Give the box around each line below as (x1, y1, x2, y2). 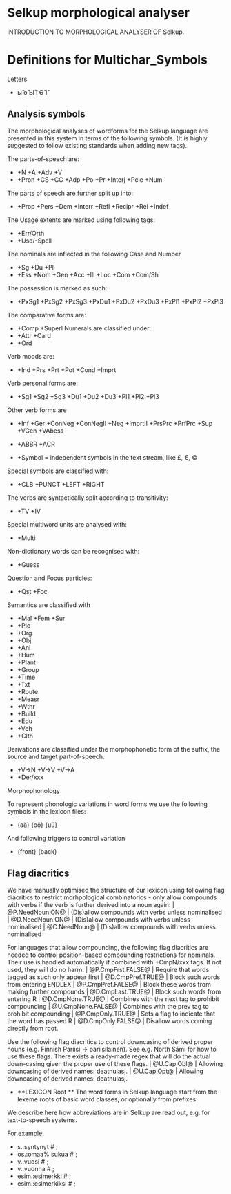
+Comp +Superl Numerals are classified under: (17, 324, 152, 333)
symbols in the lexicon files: (7, 807, 86, 815)
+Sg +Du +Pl (17, 263, 54, 271)
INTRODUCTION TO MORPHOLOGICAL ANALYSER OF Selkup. (7, 28, 185, 36)
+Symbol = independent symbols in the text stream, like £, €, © (17, 453, 198, 461)
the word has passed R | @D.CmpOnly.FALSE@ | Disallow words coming (7, 1016, 212, 1025)
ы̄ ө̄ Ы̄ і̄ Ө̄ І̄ (17, 88, 48, 96)
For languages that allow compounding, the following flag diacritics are (7, 943, 209, 951)
